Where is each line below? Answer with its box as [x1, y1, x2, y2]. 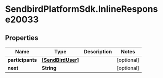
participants [7, 57, 37, 63]
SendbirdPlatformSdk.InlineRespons [5, 3, 158, 15]
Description [83, 48, 112, 55]
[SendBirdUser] [41, 57, 79, 63]
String [41, 65, 57, 71]
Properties [5, 34, 39, 42]
